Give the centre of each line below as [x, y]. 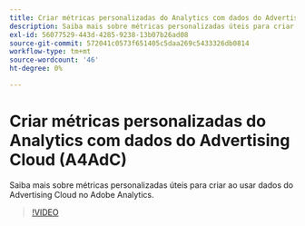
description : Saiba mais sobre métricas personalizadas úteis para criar [152, 26]
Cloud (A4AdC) [68, 160]
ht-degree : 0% [36, 69]
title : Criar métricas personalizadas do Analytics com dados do [135, 18]
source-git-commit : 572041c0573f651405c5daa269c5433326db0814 [129, 43]
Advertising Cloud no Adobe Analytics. [82, 194]
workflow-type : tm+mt [50, 52]
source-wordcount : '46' [54, 60]
